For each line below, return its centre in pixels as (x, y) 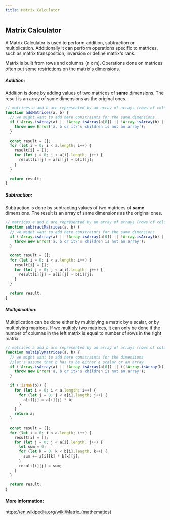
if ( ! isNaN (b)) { (28, 386)
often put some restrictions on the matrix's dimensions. (63, 69)
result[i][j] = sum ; (40, 466)
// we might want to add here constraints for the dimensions (77, 357)
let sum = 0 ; (32, 447)
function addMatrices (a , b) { (37, 113)
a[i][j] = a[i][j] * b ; (48, 400)
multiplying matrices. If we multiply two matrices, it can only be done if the (83, 328)
